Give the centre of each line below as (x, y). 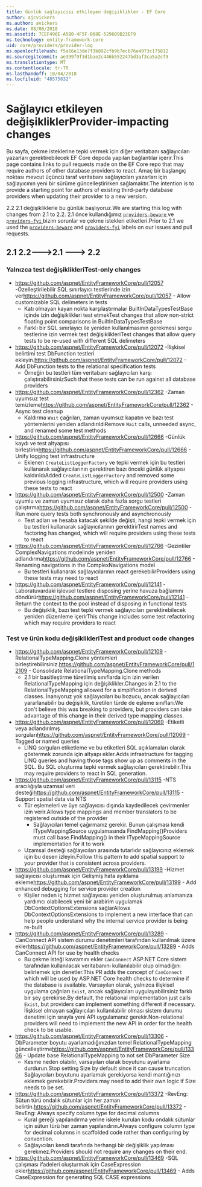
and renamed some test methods (65, 430)
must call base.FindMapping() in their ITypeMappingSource (107, 838)
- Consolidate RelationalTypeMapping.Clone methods (95, 671)
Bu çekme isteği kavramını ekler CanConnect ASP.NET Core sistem (105, 959)
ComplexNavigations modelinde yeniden (65, 552)
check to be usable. (49, 1030)
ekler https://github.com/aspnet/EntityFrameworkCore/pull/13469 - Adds (105, 1171)
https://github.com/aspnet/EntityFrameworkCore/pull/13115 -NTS (96, 780)
